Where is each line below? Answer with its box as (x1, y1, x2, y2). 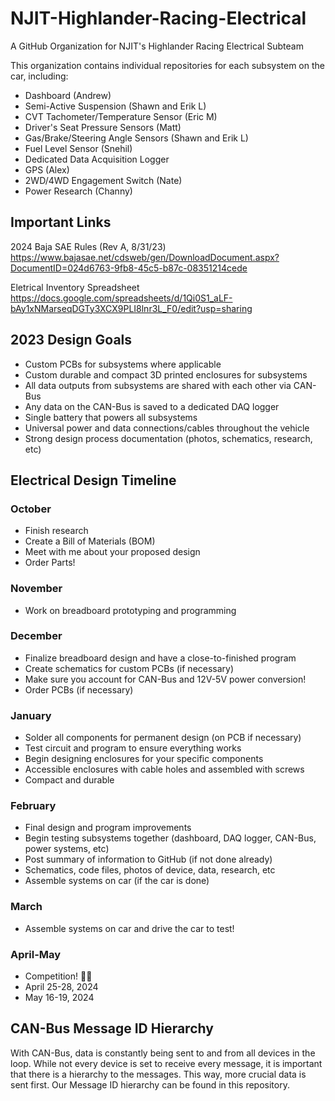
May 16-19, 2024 (24, 992, 95, 1004)
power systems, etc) (24, 843, 110, 855)
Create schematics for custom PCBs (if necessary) (24, 662, 235, 674)
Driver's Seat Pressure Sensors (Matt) (24, 121, 182, 133)
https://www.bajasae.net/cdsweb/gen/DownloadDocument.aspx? (10, 251, 280, 263)
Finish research (24, 525, 89, 537)
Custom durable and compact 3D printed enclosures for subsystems (24, 368, 308, 381)
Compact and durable (24, 774, 115, 786)
